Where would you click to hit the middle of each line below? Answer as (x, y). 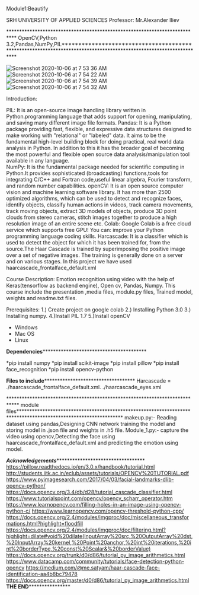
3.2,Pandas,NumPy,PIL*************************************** (99, 44)
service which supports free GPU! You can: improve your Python (85, 230)
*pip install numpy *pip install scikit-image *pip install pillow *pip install (93, 363)
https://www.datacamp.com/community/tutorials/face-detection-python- (95, 561)
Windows (26, 327)
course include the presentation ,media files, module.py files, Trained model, (99, 292)
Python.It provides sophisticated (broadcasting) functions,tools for (87, 173)
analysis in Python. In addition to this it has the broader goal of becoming (95, 148)
